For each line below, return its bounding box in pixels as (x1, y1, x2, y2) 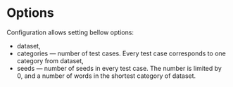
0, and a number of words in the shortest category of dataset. (16, 72, 196, 80)
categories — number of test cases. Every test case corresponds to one (16, 49, 226, 58)
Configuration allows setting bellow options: (6, 28, 134, 36)
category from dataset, (16, 56, 84, 65)
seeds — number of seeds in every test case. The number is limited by (16, 64, 222, 72)
